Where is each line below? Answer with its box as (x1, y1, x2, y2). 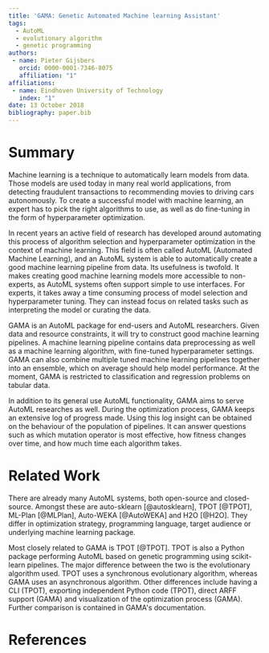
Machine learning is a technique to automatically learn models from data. (8, 169, 250, 179)
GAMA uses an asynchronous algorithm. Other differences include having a (8, 577, 259, 586)
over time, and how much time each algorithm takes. (8, 439, 182, 448)
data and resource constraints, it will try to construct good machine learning (8, 329, 259, 338)
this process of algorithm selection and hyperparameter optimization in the (8, 236, 255, 246)
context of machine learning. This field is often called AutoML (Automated (8, 245, 253, 255)
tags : (8, 19, 26, 27)
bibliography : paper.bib (8, 109, 92, 117)
